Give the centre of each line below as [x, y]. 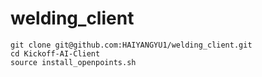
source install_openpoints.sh [73, 62]
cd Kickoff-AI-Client [55, 53]
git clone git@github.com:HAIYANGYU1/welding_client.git [131, 45]
